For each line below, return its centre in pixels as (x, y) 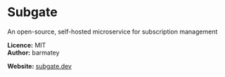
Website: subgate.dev (40, 66)
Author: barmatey (33, 52)
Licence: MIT (27, 45)
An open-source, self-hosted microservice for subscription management (112, 31)
